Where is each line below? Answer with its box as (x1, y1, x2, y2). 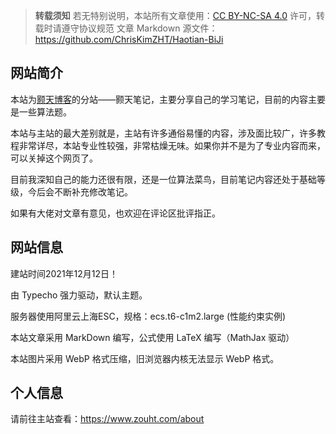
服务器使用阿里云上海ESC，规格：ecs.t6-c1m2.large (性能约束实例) (10, 310, 287, 322)
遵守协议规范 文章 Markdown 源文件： (61, 22, 218, 34)
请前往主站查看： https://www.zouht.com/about (10, 413, 205, 425)
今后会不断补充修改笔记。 (27, 185, 133, 198)
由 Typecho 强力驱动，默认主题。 (10, 289, 148, 301)
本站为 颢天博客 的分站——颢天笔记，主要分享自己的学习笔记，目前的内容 (10, 93, 308, 105)
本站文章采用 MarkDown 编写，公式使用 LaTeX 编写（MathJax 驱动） (10, 331, 295, 343)
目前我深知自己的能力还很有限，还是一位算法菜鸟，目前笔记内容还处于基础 (10, 173, 317, 185)
